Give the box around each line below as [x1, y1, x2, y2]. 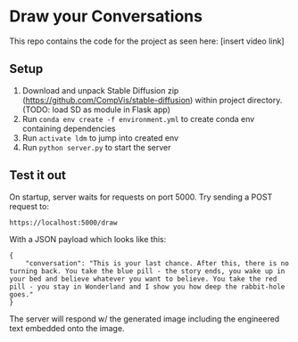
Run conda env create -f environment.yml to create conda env [21, 113, 255, 124]
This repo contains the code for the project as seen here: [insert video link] [9, 36, 285, 46]
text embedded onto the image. [9, 322, 125, 333]
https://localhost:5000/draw [9, 218, 118, 227]
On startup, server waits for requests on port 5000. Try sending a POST [9, 191, 273, 202]
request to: [9, 200, 49, 211]
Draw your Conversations [9, 6, 203, 27]
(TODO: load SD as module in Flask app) [21, 104, 171, 115]
